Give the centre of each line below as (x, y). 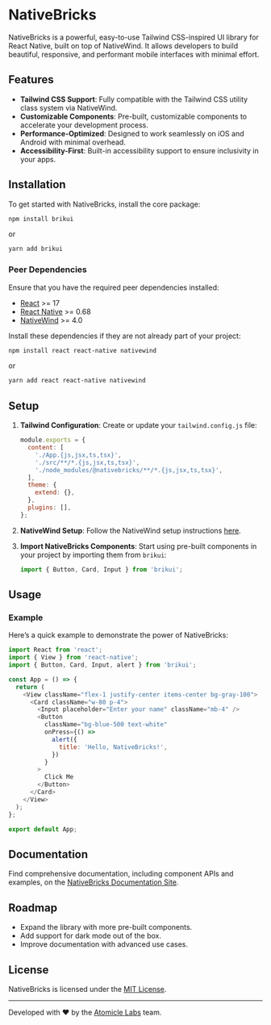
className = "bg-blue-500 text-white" (106, 725)
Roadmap (33, 908)
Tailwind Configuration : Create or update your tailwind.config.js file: (138, 425)
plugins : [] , (50, 508)
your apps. (38, 159)
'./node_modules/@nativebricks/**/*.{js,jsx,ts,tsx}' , (129, 470)
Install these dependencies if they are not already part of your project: (125, 336)
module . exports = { (53, 440)
